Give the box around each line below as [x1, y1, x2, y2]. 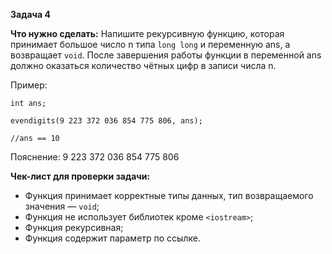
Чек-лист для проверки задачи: [10, 170, 151, 182]
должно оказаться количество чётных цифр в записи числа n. [10, 60, 277, 71]
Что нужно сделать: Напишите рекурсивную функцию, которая [10, 28, 285, 39]
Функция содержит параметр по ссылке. [24, 232, 201, 244]
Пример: [10, 79, 48, 91]
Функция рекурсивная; [24, 222, 124, 233]
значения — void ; [24, 200, 100, 212]
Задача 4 [10, 9, 51, 20]
